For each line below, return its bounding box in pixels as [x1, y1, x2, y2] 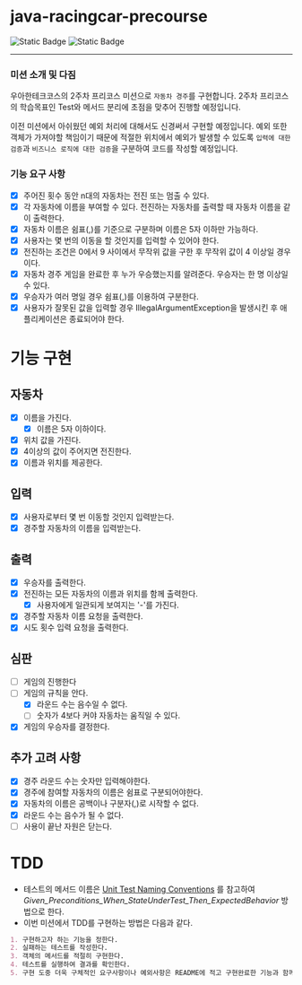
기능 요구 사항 [10, 168, 66, 180]
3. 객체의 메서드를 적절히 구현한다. [10, 952, 125, 961]
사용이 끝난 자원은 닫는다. [22, 821, 113, 832]
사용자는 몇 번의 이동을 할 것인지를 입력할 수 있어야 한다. [22, 235, 220, 246]
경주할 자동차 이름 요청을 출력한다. [22, 611, 143, 622]
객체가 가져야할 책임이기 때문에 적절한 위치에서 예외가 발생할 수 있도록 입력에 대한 [10, 132, 291, 143]
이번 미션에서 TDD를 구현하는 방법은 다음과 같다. [22, 917, 194, 928]
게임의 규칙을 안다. [22, 688, 89, 699]
